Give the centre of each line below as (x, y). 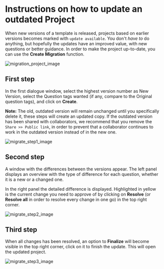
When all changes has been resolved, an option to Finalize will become (77, 241)
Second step (25, 157)
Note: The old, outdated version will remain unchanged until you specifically (82, 111)
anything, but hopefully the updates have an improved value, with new (76, 43)
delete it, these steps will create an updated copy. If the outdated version (79, 116)
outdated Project (40, 19)
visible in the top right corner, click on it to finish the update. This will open (81, 247)
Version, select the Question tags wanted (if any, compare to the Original (79, 96)
